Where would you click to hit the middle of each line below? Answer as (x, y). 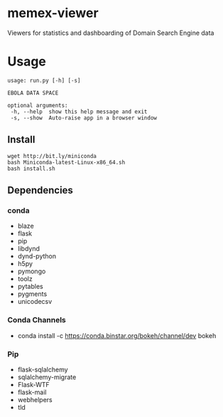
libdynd (29, 249)
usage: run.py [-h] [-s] (44, 80)
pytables (31, 287)
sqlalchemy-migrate (47, 377)
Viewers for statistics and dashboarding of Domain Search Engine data (111, 33)
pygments (32, 294)
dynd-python (37, 256)
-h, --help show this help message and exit (79, 112)
